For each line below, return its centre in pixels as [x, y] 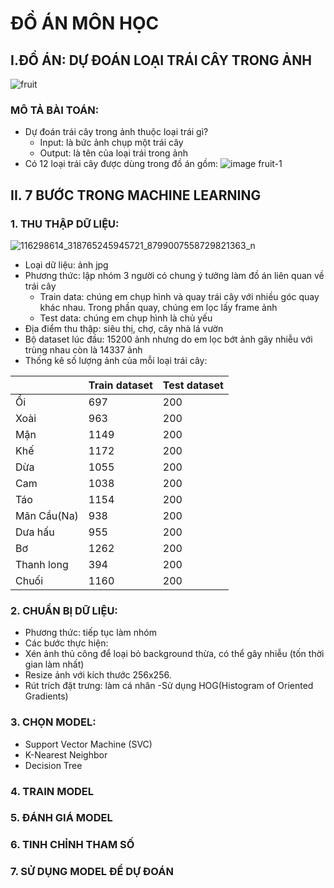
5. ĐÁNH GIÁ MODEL [61, 818]
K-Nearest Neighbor [66, 754]
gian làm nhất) [54, 664]
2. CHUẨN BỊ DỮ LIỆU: [64, 610]
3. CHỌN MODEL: [53, 722]
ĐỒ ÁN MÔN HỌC [85, 23]
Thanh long [42, 564]
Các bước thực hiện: [66, 643]
